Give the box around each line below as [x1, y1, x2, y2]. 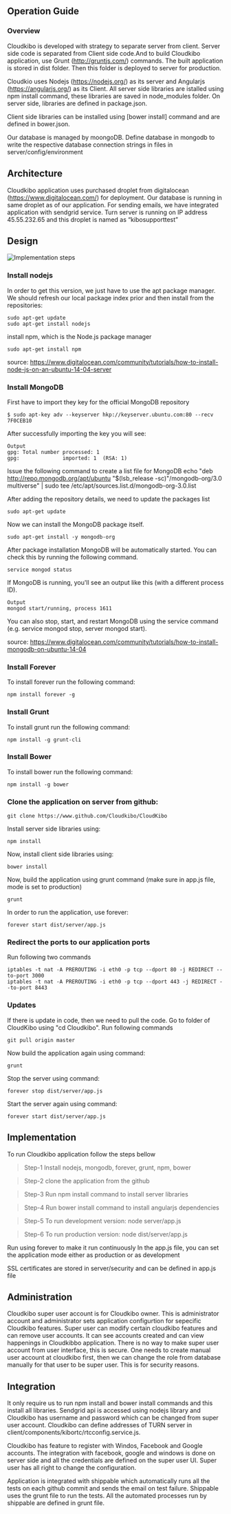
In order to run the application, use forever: [7, 909, 129, 917]
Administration [7, 1291, 73, 1303]
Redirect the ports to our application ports [7, 937, 151, 947]
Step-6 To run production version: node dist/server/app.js [23, 1230, 188, 1238]
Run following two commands [7, 953, 91, 962]
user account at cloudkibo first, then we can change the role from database [7, 1354, 221, 1362]
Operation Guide [7, 6, 79, 17]
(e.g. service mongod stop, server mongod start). [7, 624, 147, 632]
